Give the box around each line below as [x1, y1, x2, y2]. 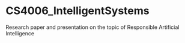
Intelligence [5, 29, 34, 37]
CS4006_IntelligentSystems [5, 4, 150, 18]
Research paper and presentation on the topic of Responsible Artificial [5, 24, 180, 31]
